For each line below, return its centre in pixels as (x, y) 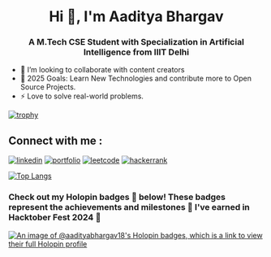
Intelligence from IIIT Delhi (136, 52)
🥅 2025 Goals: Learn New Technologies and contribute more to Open (135, 78)
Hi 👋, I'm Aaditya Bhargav (136, 17)
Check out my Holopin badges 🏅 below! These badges (117, 197)
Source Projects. (48, 87)
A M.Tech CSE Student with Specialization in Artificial (136, 42)
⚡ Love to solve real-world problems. (82, 96)
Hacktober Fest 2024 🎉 (55, 217)
